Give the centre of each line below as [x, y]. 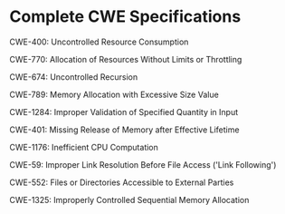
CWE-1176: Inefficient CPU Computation [84, 147]
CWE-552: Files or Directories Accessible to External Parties [122, 182]
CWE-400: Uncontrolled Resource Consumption [99, 42]
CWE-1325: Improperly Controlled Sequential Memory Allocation [129, 199]
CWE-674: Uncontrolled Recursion [74, 77]
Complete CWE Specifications [125, 17]
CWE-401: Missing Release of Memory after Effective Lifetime [124, 130]
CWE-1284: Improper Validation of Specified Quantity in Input [124, 112]
